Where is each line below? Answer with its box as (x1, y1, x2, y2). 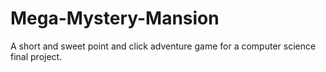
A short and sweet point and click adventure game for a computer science (10, 40, 317, 52)
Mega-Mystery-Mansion (10, 7, 220, 30)
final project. (10, 50, 63, 62)
